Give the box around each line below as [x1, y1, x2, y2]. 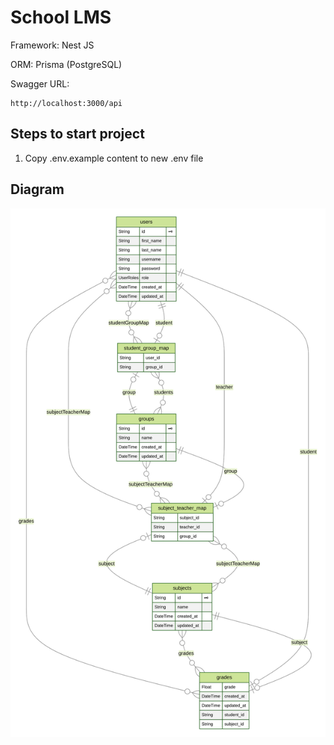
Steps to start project [10, 126, 145, 143]
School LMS [10, 6, 112, 29]
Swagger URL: [10, 77, 70, 90]
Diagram [10, 181, 65, 198]
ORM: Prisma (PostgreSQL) [10, 58, 123, 70]
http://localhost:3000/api [10, 98, 123, 108]
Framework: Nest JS [10, 39, 95, 51]
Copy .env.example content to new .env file [24, 152, 204, 164]
